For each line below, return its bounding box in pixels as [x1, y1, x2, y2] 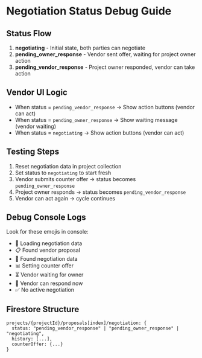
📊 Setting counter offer [14, 262, 74, 269]
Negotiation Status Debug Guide [6, 4, 172, 18]
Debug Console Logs [6, 213, 86, 223]
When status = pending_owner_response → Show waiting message [14, 116, 178, 123]
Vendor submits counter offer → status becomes [14, 175, 136, 182]
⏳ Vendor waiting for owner [14, 271, 84, 278]
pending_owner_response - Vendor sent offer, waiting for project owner [14, 51, 196, 58]
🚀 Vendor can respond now [14, 280, 83, 287]
